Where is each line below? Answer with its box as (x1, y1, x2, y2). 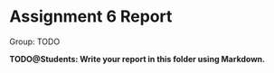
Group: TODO (9, 36, 61, 47)
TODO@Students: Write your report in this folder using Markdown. (9, 53, 265, 64)
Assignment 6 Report (9, 6, 173, 27)
